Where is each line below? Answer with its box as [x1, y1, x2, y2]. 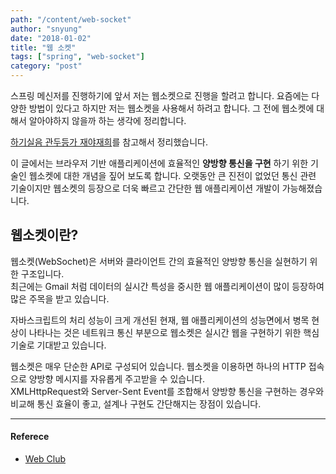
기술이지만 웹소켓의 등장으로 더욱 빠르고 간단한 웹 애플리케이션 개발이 [10, 182, 280, 194]
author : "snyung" [10, 24, 83, 34]
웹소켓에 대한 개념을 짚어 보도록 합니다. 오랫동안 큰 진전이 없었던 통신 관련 [28, 170, 317, 181]
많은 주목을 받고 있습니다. [10, 292, 110, 305]
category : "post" [10, 61, 83, 71]
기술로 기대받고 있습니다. [10, 339, 107, 351]
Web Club [24, 453, 67, 465]
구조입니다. [20, 267, 65, 280]
